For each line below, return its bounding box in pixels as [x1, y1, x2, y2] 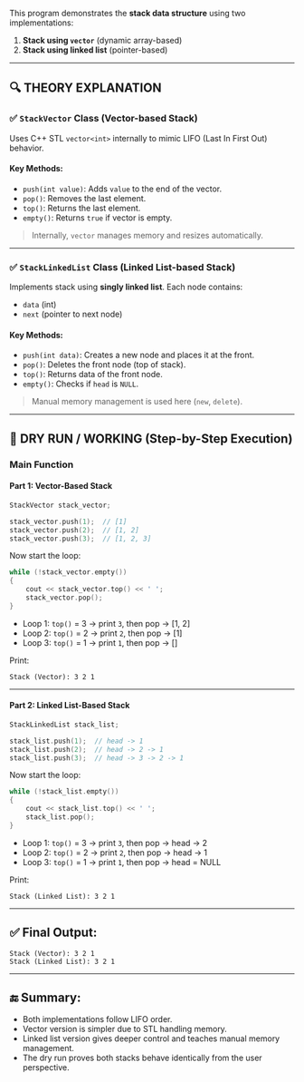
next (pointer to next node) [22, 308, 123, 320]
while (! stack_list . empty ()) [9, 787, 119, 796]
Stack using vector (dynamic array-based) [22, 35, 183, 45]
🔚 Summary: [9, 990, 81, 1006]
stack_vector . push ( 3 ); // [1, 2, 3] [9, 534, 152, 543]
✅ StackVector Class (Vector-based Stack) [9, 112, 198, 125]
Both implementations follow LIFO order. [22, 1014, 173, 1025]
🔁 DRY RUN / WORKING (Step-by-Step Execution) [9, 431, 293, 446]
